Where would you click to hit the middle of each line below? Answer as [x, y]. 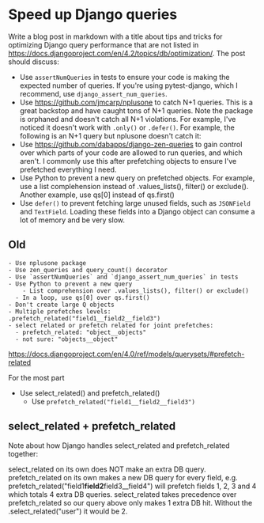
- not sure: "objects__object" [67, 339]
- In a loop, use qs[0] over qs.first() [83, 298]
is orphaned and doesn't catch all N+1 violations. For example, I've [128, 119]
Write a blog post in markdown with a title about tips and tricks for [115, 36]
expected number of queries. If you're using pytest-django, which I [129, 85]
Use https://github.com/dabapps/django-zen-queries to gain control [131, 144]
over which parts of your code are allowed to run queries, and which [131, 153]
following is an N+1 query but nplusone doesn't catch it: [110, 135]
